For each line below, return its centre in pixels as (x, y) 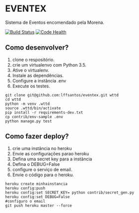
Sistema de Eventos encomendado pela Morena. (55, 22)
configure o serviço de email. (42, 169)
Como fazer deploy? (37, 136)
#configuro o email (25, 201)
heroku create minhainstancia (36, 184)
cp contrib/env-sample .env (34, 117)
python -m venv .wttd (28, 104)
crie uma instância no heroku (42, 148)
